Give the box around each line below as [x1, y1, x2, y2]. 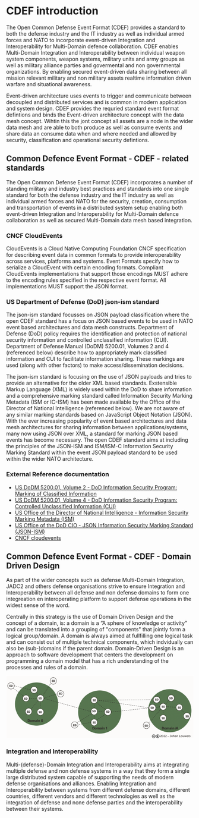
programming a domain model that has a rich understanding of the [6, 657, 169, 665]
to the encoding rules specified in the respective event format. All [6, 276, 166, 284]
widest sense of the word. [6, 602, 70, 609]
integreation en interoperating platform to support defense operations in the [6, 596, 192, 603]
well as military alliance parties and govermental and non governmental [6, 61, 181, 69]
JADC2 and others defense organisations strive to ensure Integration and [6, 583, 185, 590]
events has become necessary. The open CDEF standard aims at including [6, 436, 188, 443]
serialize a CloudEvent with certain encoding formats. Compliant [6, 264, 163, 271]
